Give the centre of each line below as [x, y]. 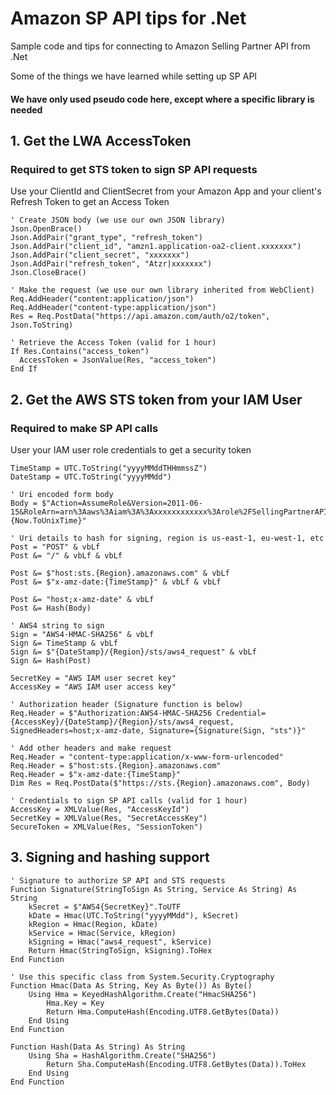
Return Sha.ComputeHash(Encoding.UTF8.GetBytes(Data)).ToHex [176, 1064]
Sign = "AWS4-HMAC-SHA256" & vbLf [82, 634]
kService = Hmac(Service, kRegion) [102, 933]
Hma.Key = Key [75, 1003]
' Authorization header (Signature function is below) [127, 704]
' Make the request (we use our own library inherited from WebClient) [162, 290]
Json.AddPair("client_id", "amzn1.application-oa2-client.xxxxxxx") [156, 247]
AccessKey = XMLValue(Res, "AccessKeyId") [100, 809]
